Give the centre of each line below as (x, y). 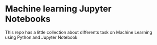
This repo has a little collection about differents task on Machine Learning (78, 32)
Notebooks (28, 19)
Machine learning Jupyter (58, 9)
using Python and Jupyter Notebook (41, 37)
